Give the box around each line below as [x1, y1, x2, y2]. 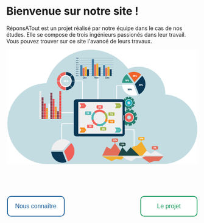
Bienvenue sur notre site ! [6, 4, 139, 18]
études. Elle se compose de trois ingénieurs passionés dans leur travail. [6, 31, 186, 38]
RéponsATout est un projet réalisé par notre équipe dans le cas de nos [6, 24, 183, 32]
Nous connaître [15, 202, 57, 210]
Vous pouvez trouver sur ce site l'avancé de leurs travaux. [6, 37, 152, 45]
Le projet [157, 202, 181, 210]
